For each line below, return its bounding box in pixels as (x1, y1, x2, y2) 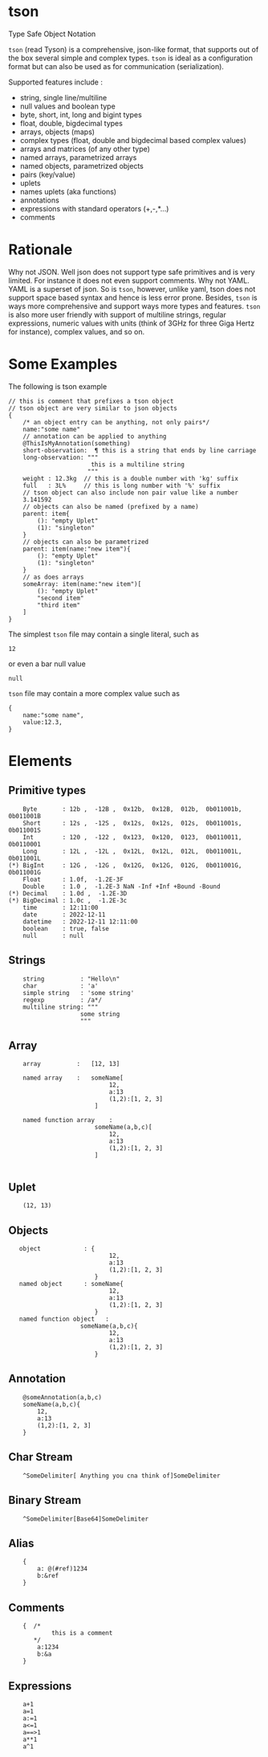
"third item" (37, 601, 81, 609)
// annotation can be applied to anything (22, 432, 167, 440)
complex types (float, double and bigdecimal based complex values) (19, 135, 246, 145)
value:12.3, (22, 718, 63, 726)
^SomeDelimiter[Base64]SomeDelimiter (22, 1514, 149, 1523)
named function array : (22, 1116, 113, 1124)
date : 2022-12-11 (22, 911, 106, 919)
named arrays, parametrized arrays (19, 152, 137, 162)
